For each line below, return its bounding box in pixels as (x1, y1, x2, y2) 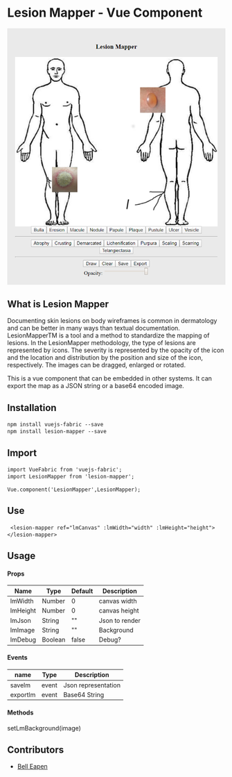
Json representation (63, 680, 121, 689)
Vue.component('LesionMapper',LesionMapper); (7, 486, 141, 494)
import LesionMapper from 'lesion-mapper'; (7, 474, 135, 481)
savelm (10, 680, 31, 689)
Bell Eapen (17, 762, 48, 771)
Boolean (42, 635, 66, 644)
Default (71, 587, 93, 595)
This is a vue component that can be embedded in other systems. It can (7, 374, 213, 383)
